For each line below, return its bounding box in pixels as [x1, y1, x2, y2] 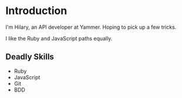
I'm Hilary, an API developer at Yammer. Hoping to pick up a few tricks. [5, 23, 177, 31]
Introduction [5, 4, 68, 18]
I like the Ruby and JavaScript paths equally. [5, 35, 113, 42]
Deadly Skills [5, 52, 54, 62]
